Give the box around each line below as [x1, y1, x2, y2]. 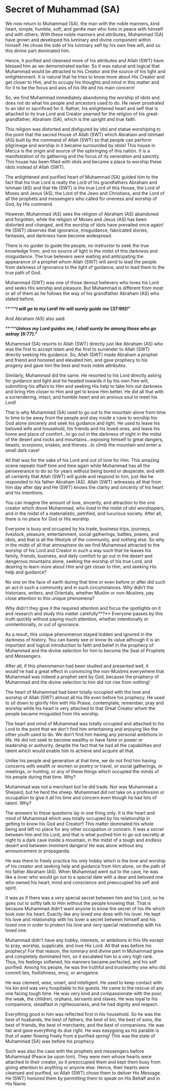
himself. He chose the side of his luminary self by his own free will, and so [5, 42, 161, 48]
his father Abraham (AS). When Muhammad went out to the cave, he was [5, 869, 159, 875]
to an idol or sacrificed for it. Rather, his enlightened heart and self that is [5, 105, 158, 111]
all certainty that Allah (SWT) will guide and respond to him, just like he [5, 473, 154, 479]
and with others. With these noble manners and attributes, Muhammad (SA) [5, 31, 164, 37]
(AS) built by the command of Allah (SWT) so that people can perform [5, 137, 152, 143]
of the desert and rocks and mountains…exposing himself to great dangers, [5, 436, 164, 442]
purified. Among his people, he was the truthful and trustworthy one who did [5, 964, 166, 970]
